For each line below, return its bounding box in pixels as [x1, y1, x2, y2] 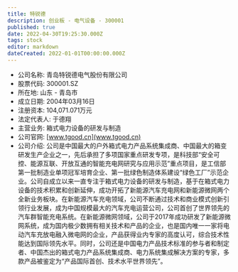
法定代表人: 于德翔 [17, 114, 72, 123]
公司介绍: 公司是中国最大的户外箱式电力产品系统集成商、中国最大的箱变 [17, 141, 227, 150]
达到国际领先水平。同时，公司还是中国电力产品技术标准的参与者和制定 [23, 239, 229, 247]
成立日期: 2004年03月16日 [17, 97, 95, 105]
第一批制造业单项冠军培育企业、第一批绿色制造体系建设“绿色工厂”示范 [17, 168, 223, 176]
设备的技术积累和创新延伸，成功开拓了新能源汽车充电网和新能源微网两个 [17, 185, 229, 194]
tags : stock [7, 37, 43, 44]
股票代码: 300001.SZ [17, 79, 79, 87]
